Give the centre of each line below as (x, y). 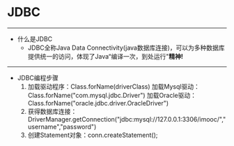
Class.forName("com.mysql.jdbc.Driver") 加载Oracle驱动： (112, 95)
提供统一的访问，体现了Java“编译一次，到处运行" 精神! (105, 56)
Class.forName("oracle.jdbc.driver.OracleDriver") (98, 103)
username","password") (62, 126)
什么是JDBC (35, 38)
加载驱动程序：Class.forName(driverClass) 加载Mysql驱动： (114, 86)
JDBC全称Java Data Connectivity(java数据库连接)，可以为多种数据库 (126, 48)
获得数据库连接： (52, 111)
